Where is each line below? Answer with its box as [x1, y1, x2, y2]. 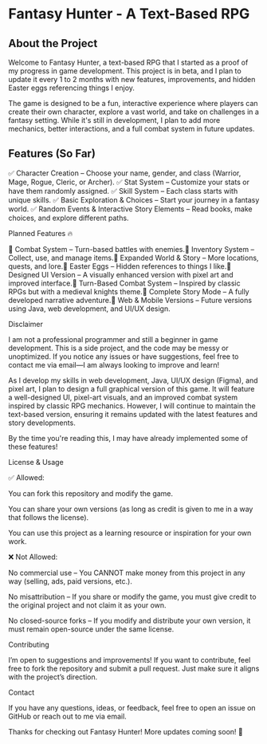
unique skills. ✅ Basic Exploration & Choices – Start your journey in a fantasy [8, 195, 260, 204]
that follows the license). [8, 512, 89, 522]
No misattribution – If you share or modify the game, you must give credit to [8, 592, 257, 601]
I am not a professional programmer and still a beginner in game [8, 334, 218, 344]
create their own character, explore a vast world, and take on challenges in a [8, 107, 259, 116]
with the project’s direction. [8, 671, 98, 682]
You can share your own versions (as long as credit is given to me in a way [8, 504, 253, 514]
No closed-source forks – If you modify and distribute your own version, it [8, 616, 251, 625]
